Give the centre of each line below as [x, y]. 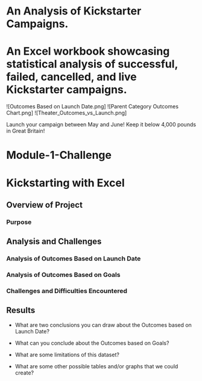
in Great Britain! [26, 131]
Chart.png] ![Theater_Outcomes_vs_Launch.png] [67, 113]
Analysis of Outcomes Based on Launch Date [74, 259]
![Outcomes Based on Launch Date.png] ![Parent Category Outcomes [93, 107]
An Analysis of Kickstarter [74, 11]
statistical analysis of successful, [92, 64]
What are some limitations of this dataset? [67, 355]
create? [24, 373]
